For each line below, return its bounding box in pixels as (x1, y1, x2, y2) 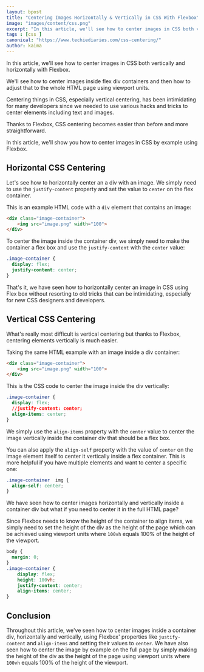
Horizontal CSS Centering (6, 163, 106, 173)
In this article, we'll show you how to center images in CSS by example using (6, 138, 198, 146)
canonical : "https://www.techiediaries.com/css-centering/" (6, 37, 162, 43)
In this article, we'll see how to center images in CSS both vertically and (6, 59, 185, 67)
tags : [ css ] (6, 32, 42, 38)
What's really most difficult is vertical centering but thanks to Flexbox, (6, 330, 181, 338)
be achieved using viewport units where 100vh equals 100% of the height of (6, 531, 195, 538)
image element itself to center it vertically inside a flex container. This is (6, 452, 185, 460)
